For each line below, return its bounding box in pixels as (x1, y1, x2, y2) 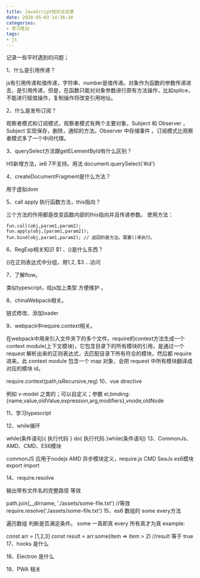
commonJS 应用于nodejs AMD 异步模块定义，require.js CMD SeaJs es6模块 (6, 455, 194, 462)
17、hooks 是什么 (6, 540, 49, 547)
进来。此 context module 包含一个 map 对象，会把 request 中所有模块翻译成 (6, 358, 193, 364)
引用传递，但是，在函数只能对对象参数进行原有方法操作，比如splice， (21, 87, 193, 93)
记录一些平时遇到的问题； (6, 54, 69, 60)
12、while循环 (6, 422, 41, 429)
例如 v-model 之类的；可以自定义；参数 (6, 391, 103, 397)
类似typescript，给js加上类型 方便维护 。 (6, 284, 106, 291)
